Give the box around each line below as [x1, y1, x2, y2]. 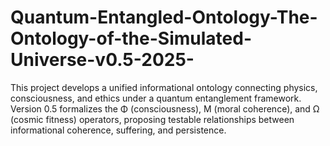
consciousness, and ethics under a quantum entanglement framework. [10, 92, 302, 104]
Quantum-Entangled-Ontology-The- [10, 6, 318, 29]
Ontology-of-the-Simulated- [10, 27, 252, 50]
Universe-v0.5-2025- [10, 49, 195, 71]
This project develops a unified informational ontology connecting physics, [10, 81, 318, 93]
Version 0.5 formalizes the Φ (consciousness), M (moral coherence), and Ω [10, 102, 320, 115]
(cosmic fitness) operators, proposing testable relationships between [10, 113, 295, 125]
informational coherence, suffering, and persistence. [10, 124, 227, 136]
